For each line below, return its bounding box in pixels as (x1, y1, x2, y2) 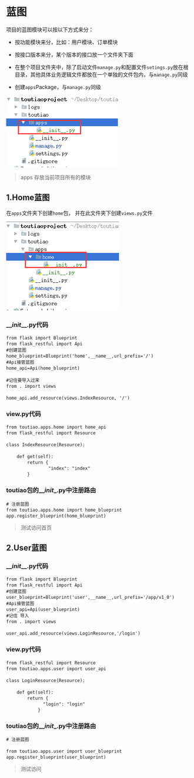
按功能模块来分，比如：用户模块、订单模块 (14, 38, 118, 45)
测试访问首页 (20, 524, 52, 531)
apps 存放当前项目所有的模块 (20, 173, 91, 180)
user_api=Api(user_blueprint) (6, 606, 81, 613)
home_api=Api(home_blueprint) (6, 365, 81, 371)
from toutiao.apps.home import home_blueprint (6, 507, 122, 513)
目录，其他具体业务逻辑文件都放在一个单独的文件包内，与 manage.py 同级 (14, 71, 188, 78)
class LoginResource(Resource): (6, 677, 85, 684)
